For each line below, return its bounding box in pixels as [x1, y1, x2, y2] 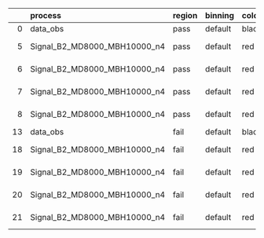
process [30, 10, 61, 20]
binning [205, 10, 234, 20]
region [172, 10, 198, 20]
